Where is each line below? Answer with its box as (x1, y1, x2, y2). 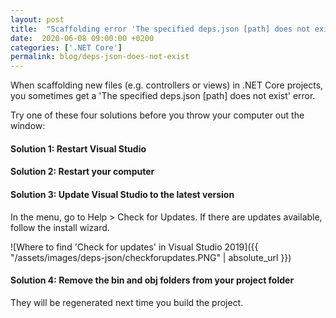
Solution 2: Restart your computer (10, 166, 155, 178)
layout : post (10, 14, 65, 25)
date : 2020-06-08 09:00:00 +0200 (10, 33, 155, 43)
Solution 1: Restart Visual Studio (10, 142, 147, 155)
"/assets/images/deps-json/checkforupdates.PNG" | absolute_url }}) (10, 251, 292, 263)
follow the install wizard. (10, 221, 110, 233)
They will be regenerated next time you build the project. (10, 296, 244, 308)
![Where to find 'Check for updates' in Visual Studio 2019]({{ (10, 241, 259, 253)
